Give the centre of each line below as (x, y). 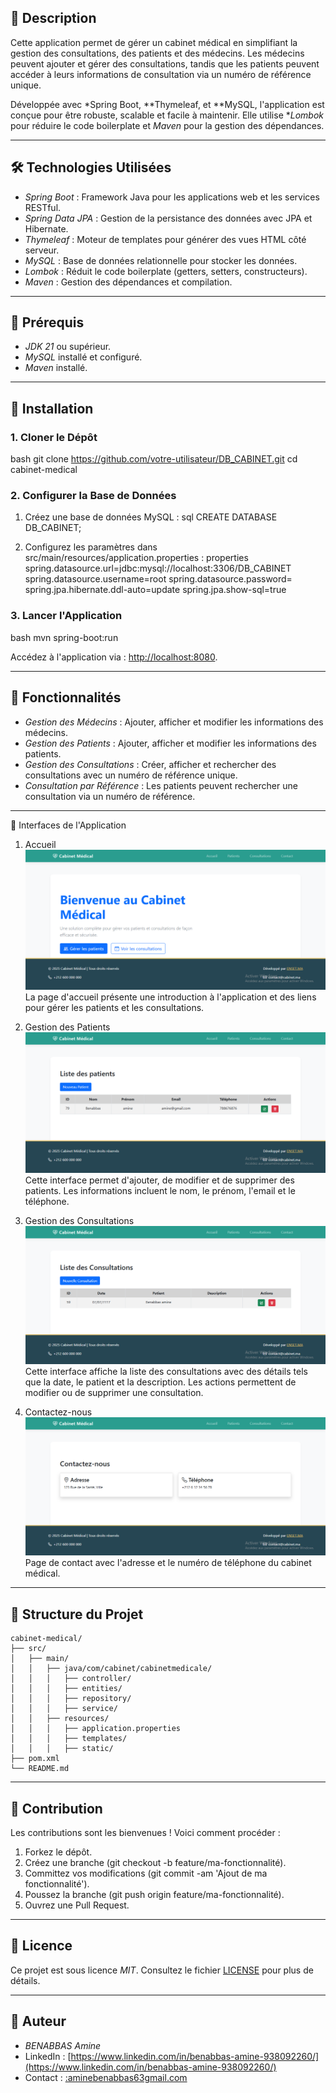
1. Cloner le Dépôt (54, 437)
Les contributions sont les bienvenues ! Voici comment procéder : (145, 1833)
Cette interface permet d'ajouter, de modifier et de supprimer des (159, 1180)
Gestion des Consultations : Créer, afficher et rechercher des (150, 764)
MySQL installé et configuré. (83, 357)
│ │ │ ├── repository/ (71, 1699)
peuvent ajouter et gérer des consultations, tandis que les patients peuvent (165, 63)
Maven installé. (56, 368)
